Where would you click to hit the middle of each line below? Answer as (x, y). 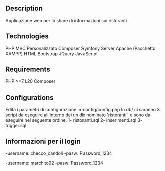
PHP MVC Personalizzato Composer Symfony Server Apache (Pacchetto (80, 48)
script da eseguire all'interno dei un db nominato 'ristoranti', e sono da (78, 115)
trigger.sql (16, 126)
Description (24, 8)
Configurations (29, 97)
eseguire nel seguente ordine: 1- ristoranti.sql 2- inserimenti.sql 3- (74, 120)
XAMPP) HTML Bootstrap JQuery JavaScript (52, 54)
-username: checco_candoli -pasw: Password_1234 (59, 153)
